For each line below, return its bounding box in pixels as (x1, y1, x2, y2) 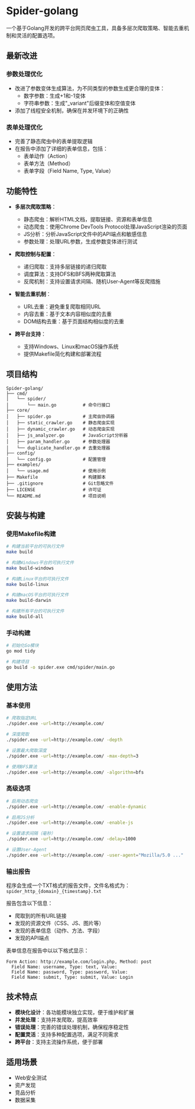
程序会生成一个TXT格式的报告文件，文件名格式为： (6, 882, 131, 889)
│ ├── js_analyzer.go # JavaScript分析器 (6, 432, 128, 439)
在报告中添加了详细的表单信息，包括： (14, 145, 108, 152)
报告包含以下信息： (6, 900, 53, 907)
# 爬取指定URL (6, 715, 37, 721)
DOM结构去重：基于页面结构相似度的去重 (23, 318, 125, 325)
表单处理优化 (6, 123, 43, 131)
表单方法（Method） (23, 160, 74, 167)
